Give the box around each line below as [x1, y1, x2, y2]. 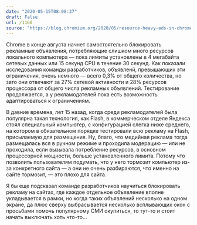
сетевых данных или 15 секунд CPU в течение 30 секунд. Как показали [6, 60, 186, 67]
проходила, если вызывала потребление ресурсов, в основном [6, 146, 166, 153]
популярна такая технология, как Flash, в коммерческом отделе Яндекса [6, 115, 191, 122]
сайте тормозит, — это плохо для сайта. [6, 171, 107, 178]
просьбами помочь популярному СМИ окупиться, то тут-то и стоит [6, 207, 176, 214]
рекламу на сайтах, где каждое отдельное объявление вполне [6, 189, 164, 196]
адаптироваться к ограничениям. [6, 98, 91, 105]
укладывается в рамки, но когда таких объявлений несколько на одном [6, 195, 188, 202]
